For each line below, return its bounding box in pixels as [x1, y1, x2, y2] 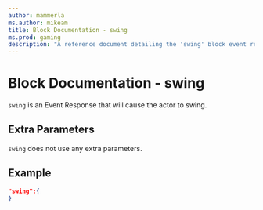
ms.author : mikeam [8, 19, 68, 27]
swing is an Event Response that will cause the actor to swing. [8, 100, 207, 110]
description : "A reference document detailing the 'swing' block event [8, 41, 247, 49]
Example [8, 166, 52, 180]
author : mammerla [8, 11, 65, 20]
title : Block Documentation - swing [8, 26, 128, 34]
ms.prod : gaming [8, 33, 61, 42]
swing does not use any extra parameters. [8, 143, 142, 153]
